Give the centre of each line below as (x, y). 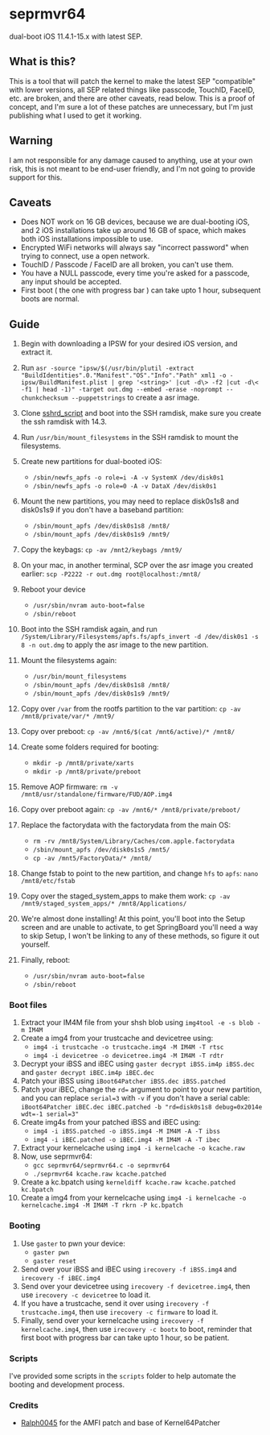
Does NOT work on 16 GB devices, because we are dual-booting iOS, (135, 222)
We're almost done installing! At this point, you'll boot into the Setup (133, 919)
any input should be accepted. (71, 282)
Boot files (28, 1006)
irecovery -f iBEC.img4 (61, 1278)
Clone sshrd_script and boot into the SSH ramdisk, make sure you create (141, 413)
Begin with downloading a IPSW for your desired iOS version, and (129, 344)
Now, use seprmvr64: (57, 1156)
